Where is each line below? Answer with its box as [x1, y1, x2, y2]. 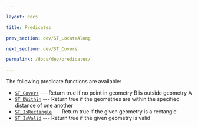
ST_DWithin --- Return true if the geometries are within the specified [14, 96, 180, 103]
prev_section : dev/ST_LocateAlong [6, 35, 91, 41]
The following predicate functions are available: [6, 78, 122, 85]
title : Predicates [6, 24, 51, 30]
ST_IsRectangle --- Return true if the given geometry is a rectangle [14, 108, 177, 115]
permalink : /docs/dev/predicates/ [6, 57, 91, 63]
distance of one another [14, 102, 74, 109]
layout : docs [6, 14, 38, 19]
